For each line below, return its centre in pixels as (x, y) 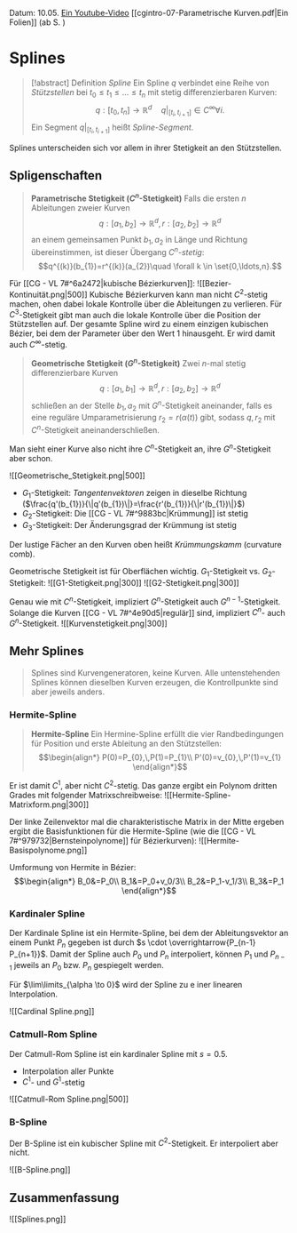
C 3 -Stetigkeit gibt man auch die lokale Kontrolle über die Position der (135, 314)
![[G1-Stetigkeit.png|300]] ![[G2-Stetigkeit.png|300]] (143, 582)
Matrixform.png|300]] (49, 805)
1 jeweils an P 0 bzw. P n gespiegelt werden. (86, 966)
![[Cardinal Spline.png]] (52, 1012)
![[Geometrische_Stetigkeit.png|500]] (78, 476)
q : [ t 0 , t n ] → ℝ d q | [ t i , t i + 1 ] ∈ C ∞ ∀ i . (160, 110)
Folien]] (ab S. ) (38, 22)
